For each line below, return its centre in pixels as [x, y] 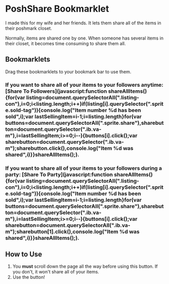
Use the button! [29, 277]
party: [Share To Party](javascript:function [59, 174]
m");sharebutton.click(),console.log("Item [59, 148]
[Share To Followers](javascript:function [56, 91]
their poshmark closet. [29, 28]
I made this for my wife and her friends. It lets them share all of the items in [83, 23]
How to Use [24, 254]
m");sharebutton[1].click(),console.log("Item [62, 231]
